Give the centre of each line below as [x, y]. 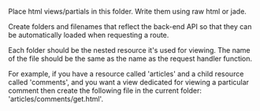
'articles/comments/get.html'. [56, 99]
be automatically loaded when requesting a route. [89, 35]
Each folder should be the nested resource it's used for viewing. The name [129, 50]
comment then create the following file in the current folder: [105, 91]
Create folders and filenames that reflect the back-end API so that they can [130, 26]
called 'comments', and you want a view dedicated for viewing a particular [129, 82]
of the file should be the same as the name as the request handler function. [130, 59]
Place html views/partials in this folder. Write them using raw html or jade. [127, 11]
